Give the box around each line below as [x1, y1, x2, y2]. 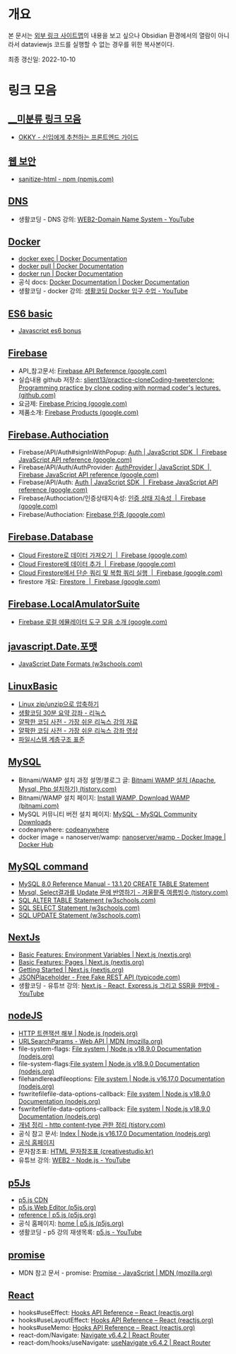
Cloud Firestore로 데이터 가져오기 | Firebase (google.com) [18, 551, 188, 559]
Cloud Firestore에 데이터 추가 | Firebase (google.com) [18, 559, 176, 568]
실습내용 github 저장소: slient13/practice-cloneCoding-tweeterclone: [18, 375, 215, 384]
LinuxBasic [8, 680, 58, 692]
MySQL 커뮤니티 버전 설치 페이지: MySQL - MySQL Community [18, 810, 197, 818]
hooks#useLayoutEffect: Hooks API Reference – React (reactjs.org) [18, 1316, 214, 1324]
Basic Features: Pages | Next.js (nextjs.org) [18, 957, 144, 966]
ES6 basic [8, 308, 53, 320]
